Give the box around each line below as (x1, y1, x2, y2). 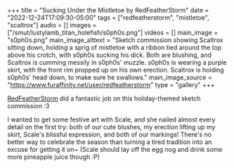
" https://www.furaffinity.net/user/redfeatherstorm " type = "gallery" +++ (7, 81, 216, 89)
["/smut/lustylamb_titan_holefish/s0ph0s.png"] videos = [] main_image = (7, 28, 219, 37)
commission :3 (7, 102, 50, 110)
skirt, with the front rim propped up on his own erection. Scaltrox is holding (7, 66, 224, 74)
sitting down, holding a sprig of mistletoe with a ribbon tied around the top (7, 44, 222, 51)
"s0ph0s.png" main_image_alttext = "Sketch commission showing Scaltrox (7, 36, 223, 44)
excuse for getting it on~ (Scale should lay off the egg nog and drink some (7, 146, 223, 153)
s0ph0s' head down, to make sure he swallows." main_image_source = (7, 73, 212, 82)
